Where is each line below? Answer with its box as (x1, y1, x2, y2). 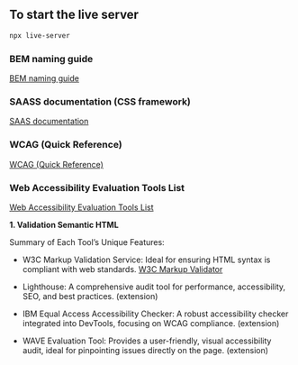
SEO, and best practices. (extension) (22, 290, 158, 301)
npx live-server (9, 31, 70, 40)
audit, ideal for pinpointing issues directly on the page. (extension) (22, 344, 268, 355)
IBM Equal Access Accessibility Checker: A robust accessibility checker (22, 308, 289, 319)
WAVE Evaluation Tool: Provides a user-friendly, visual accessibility (22, 335, 272, 346)
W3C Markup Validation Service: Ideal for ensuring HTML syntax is (22, 254, 271, 265)
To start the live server (9, 7, 140, 23)
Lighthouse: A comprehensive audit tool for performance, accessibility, (22, 281, 286, 292)
